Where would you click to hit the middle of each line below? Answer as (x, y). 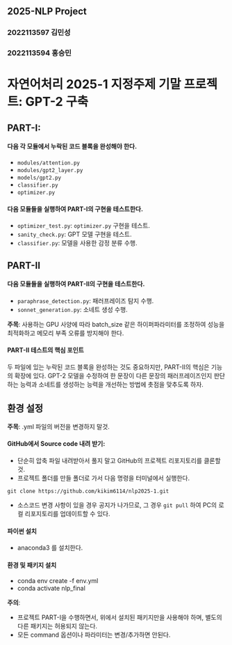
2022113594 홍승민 (39, 53)
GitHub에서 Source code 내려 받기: (56, 444)
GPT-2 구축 (57, 102)
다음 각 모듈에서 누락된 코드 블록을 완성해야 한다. (72, 146)
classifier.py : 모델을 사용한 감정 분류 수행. (77, 243)
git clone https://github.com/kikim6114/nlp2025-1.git (88, 491)
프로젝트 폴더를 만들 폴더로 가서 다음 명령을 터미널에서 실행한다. (103, 478)
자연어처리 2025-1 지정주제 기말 (94, 85)
